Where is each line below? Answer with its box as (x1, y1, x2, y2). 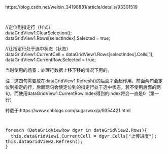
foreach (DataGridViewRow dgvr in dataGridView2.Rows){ (5, 127, 147, 133)
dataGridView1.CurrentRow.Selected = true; (5, 57, 96, 63)
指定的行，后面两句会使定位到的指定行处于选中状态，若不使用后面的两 (14, 84, 161, 90)
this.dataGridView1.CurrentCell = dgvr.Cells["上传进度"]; (10, 133, 157, 139)
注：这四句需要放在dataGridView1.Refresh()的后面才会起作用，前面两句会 (5, 78, 159, 84)
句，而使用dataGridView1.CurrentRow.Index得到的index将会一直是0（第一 (5, 90, 159, 96)
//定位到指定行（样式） (5, 24, 53, 30)
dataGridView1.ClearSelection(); (5, 30, 72, 36)
